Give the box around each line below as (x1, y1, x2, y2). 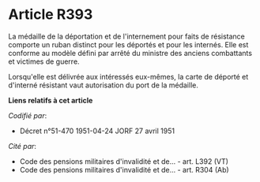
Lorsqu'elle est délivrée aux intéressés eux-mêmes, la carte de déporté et (8, 72, 249, 81)
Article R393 (8, 6, 93, 24)
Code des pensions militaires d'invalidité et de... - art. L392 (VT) (19, 156, 229, 166)
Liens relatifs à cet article (8, 95, 93, 105)
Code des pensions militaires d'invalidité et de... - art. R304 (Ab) (19, 165, 229, 174)
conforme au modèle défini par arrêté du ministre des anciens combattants (8, 48, 253, 58)
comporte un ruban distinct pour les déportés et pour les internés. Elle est (8, 39, 249, 49)
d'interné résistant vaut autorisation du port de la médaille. (8, 80, 199, 90)
